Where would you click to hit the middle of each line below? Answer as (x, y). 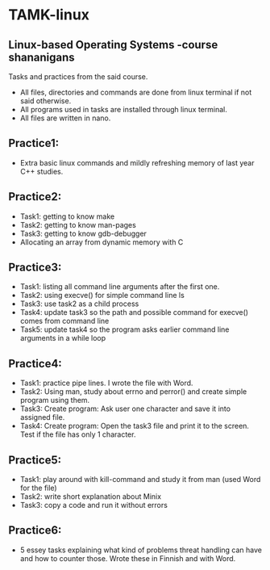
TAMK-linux (49, 15)
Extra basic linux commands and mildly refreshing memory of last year (137, 162)
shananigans (42, 57)
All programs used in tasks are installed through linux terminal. (123, 109)
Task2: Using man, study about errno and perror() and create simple (133, 392)
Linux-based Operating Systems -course (113, 45)
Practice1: (34, 143)
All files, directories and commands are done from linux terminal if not (136, 92)
